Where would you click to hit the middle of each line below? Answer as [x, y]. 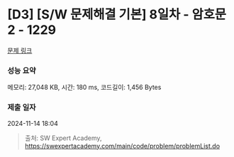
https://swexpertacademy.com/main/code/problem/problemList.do [122, 146]
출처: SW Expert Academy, [63, 138]
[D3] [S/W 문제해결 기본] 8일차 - [98, 14]
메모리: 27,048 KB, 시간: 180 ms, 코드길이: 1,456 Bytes [84, 87]
